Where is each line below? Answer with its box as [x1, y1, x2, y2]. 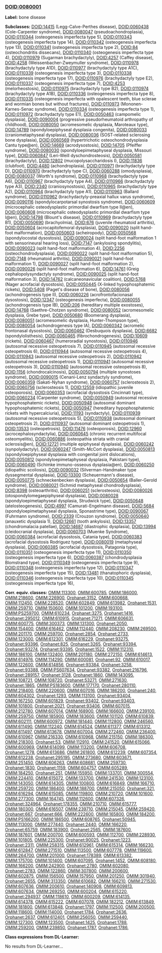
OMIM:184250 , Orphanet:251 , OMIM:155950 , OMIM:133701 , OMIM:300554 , [5, 770, 154, 776]
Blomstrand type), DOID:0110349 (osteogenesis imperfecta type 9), [5, 560, 139, 565]
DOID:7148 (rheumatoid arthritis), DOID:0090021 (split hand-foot [5, 256, 134, 261]
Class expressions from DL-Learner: [5, 934, 79, 940]
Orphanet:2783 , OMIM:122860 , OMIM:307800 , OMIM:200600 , [5, 868, 130, 874]
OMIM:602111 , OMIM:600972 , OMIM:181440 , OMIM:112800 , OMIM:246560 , [5, 719, 155, 725]
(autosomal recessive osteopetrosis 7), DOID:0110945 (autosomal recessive [5, 343, 156, 349]
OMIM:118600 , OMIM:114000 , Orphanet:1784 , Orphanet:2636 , [5, 909, 128, 915]
